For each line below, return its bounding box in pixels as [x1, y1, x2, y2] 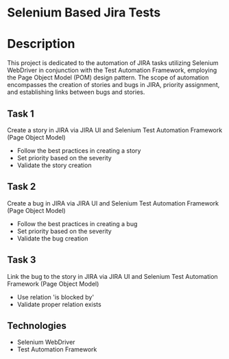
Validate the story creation [16, 161, 92, 169]
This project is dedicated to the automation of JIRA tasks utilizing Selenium [7, 59, 219, 67]
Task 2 [7, 181, 36, 193]
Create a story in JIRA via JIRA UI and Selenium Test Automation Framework [7, 125, 223, 134]
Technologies [7, 320, 67, 332]
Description [7, 36, 75, 52]
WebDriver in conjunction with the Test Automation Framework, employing [7, 66, 217, 75]
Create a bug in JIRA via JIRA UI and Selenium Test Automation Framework [7, 199, 219, 207]
